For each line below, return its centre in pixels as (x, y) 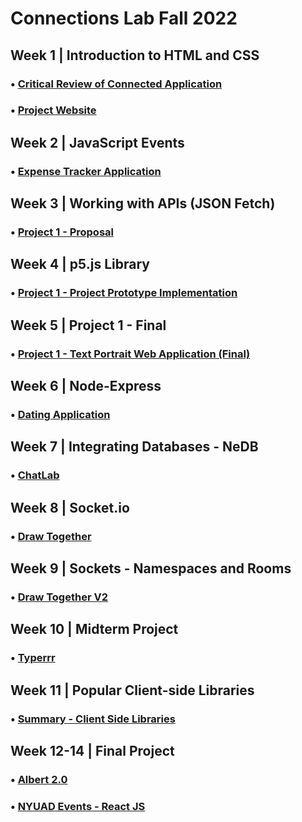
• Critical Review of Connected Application (116, 84)
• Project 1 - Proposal (62, 232)
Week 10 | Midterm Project (94, 629)
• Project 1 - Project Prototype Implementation (124, 293)
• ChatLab (35, 475)
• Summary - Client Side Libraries (93, 719)
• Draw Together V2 (59, 597)
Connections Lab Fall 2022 (124, 18)
